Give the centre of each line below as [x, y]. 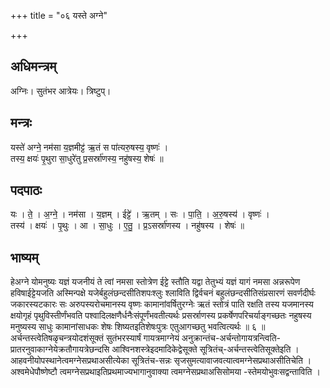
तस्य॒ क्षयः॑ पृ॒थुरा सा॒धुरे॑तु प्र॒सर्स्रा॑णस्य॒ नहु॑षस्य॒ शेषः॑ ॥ [87, 158]
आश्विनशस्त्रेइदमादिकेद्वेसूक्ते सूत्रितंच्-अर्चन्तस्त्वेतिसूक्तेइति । [205, 349]
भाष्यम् [24, 257]
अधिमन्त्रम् [33, 66]
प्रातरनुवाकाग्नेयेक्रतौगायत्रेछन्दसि [60, 349]
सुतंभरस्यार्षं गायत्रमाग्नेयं [142, 338]
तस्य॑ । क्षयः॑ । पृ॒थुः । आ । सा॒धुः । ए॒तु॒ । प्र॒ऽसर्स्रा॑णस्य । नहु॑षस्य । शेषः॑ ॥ [127, 226]
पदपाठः [26, 190]
